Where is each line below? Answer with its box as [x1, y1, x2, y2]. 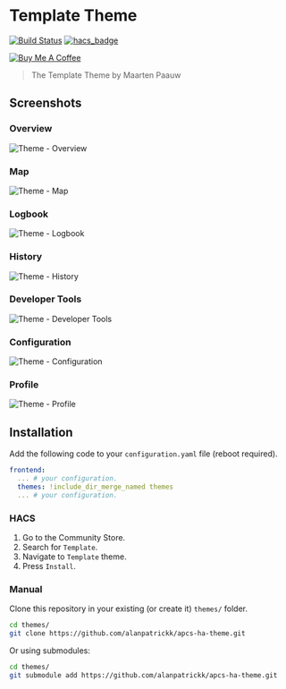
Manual [9, 583, 43, 595]
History [9, 251, 43, 263]
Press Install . [21, 561, 76, 572]
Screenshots [9, 96, 82, 111]
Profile [9, 379, 39, 391]
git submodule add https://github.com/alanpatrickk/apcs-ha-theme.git [9, 670, 278, 680]
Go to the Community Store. [21, 532, 126, 543]
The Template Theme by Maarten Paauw [30, 69, 181, 81]
